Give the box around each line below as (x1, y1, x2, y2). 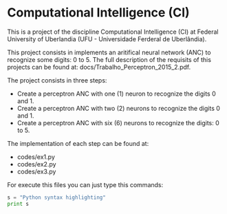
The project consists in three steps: (7, 76, 107, 84)
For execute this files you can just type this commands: (7, 180, 164, 189)
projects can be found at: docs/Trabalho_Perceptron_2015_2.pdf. (7, 63, 191, 71)
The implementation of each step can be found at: (7, 139, 149, 147)
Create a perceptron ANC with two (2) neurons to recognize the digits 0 (17, 104, 220, 112)
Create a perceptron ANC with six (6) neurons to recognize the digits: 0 (17, 118, 220, 127)
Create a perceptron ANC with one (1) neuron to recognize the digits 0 (17, 89, 217, 98)
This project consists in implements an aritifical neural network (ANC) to (7, 48, 211, 56)
